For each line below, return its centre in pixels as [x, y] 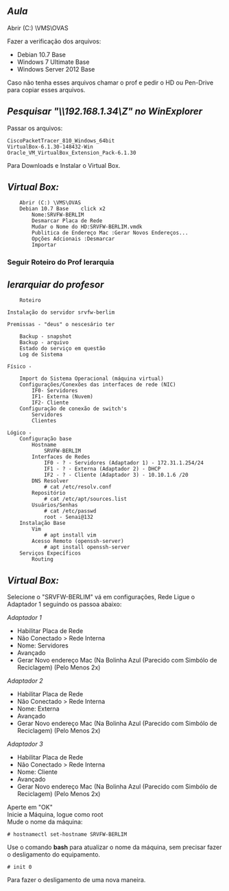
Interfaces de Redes [61, 457]
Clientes [44, 421]
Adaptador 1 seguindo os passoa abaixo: [64, 604]
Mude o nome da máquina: [45, 822]
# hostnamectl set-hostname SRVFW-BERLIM [67, 834]
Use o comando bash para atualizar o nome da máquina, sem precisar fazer [114, 847]
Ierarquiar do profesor [56, 285]
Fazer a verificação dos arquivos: [54, 41]
